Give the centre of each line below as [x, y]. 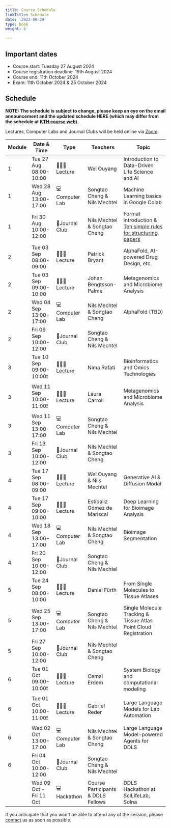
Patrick [96, 254]
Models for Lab [141, 709]
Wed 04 [41, 302]
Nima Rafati [101, 368]
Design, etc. [138, 263]
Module [17, 147]
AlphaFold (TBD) [143, 312]
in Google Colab [142, 202]
